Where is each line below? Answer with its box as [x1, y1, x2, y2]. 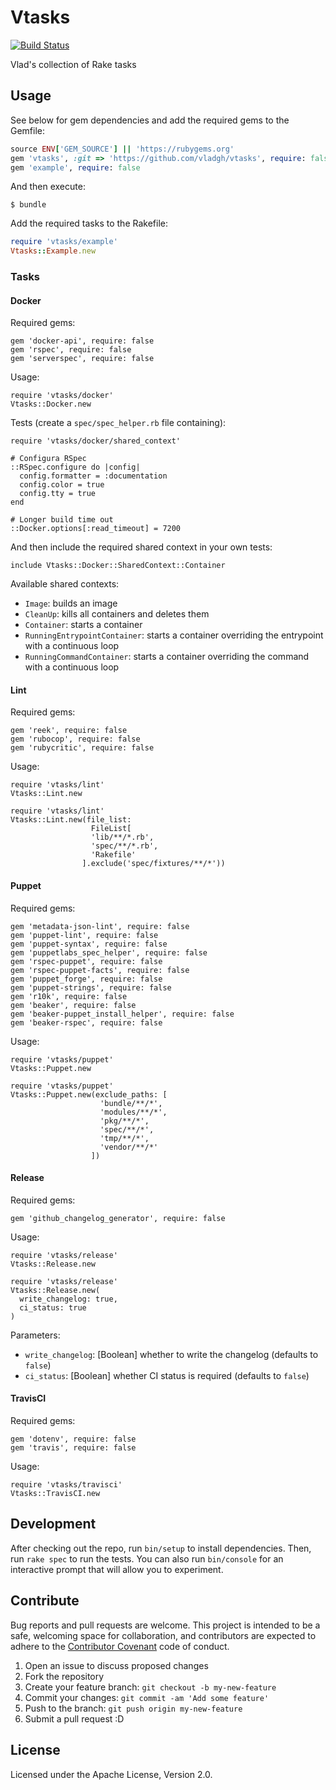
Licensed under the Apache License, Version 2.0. [10, 1768, 213, 1780]
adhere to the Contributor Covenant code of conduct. [10, 1640, 230, 1652]
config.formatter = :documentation [19, 471, 168, 481]
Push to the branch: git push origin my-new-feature [24, 1702, 243, 1714]
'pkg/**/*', [99, 1116, 150, 1126]
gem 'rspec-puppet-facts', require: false [10, 965, 190, 975]
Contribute [10, 1592, 80, 1610]
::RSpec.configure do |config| [10, 462, 141, 473]
